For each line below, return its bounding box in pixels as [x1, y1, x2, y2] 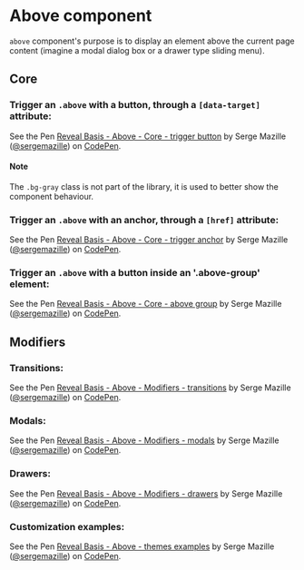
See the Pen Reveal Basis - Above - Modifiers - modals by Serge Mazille [9, 435, 279, 446]
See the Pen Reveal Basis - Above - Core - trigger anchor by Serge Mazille [9, 234, 289, 245]
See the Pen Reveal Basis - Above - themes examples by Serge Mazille [9, 541, 275, 552]
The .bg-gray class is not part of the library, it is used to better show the [9, 181, 279, 192]
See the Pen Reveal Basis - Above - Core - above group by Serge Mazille [9, 299, 282, 310]
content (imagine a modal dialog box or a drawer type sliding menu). [9, 44, 265, 55]
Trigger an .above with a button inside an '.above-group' [9, 267, 260, 280]
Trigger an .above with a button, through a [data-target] [9, 99, 261, 112]
